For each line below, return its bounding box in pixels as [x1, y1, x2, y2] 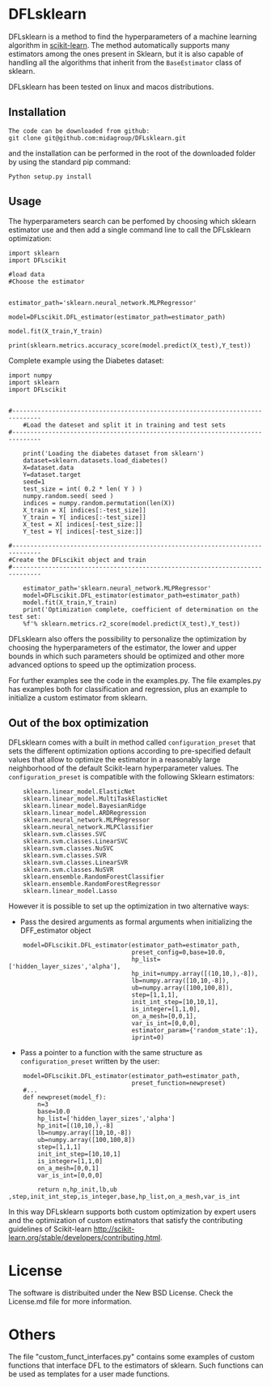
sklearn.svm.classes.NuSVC [23, 844, 114, 852]
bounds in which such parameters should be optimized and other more [8, 651, 245, 661]
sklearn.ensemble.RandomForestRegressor [23, 880, 161, 888]
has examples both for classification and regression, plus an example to [8, 684, 248, 693]
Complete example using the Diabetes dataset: [8, 355, 164, 365]
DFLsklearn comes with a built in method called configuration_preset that [8, 737, 256, 747]
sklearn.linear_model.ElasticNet [23, 788, 136, 796]
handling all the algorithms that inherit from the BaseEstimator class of [8, 58, 242, 67]
